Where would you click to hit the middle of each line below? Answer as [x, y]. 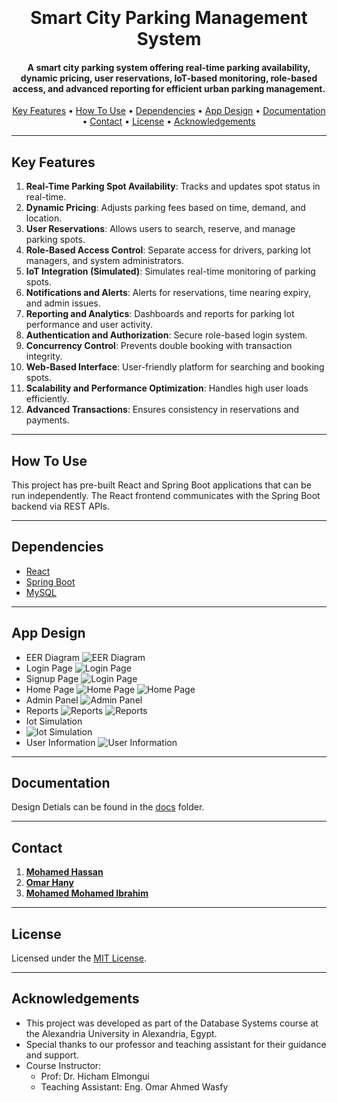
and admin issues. [63, 303]
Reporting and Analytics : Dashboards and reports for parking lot [160, 314]
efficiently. [47, 399]
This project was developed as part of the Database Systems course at [172, 1023]
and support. [52, 1055]
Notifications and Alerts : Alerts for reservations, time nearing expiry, [168, 293]
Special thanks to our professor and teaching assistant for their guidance [176, 1044]
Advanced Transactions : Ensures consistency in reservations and [162, 410]
